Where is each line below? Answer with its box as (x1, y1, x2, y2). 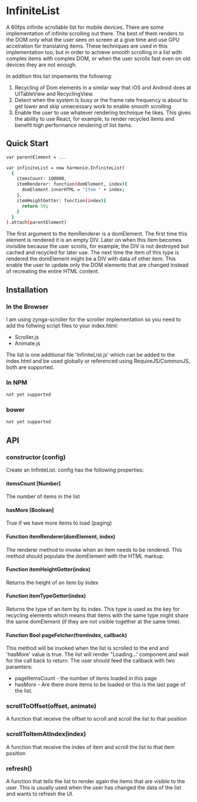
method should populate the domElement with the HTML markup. (6, 552, 165, 559)
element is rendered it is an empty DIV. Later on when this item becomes (6, 237, 182, 244)
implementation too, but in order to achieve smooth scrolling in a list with (6, 48, 182, 55)
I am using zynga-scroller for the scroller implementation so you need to (6, 316, 181, 323)
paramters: (6, 664, 33, 671)
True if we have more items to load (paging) (6, 519, 112, 526)
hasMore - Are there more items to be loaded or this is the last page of (14, 681, 186, 688)
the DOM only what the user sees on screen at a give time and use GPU (6, 36, 180, 43)
